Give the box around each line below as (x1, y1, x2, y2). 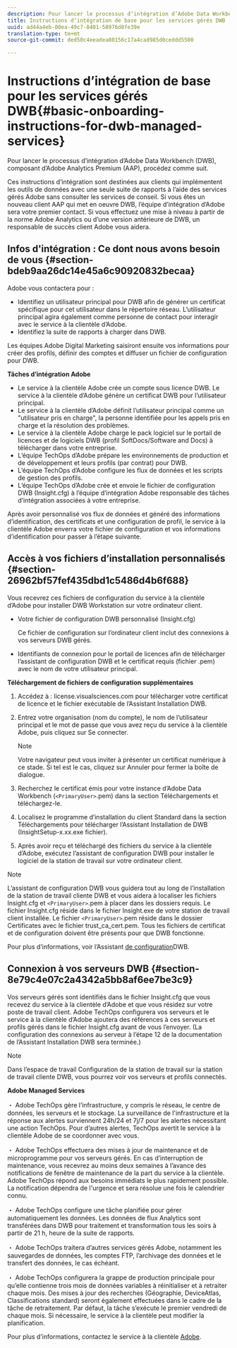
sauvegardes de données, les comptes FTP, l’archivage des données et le (7, 1251, 222, 1260)
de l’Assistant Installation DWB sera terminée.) (7, 1037, 141, 1046)
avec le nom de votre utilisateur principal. (17, 664, 138, 673)
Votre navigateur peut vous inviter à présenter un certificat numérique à (17, 755, 226, 764)
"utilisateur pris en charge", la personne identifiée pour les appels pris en (17, 414, 230, 422)
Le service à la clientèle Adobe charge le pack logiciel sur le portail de (17, 428, 221, 437)
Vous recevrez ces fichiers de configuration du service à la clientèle (7, 594, 205, 602)
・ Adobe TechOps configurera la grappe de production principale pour (7, 1273, 215, 1282)
